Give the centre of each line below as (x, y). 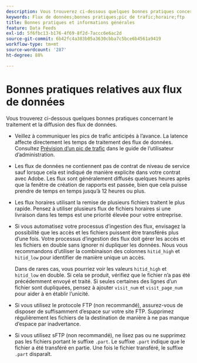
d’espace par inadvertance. (47, 324)
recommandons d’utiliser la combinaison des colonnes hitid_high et (97, 251)
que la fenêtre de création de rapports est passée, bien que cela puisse (101, 184)
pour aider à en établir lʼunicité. (52, 294)
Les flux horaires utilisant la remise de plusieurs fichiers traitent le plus (100, 202)
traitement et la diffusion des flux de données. (62, 125)
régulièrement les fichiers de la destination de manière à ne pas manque (102, 317)
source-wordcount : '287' (36, 50)
